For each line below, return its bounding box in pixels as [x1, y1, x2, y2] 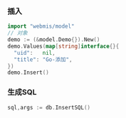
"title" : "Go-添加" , [14, 55, 73, 63]
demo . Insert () [7, 69, 50, 76]
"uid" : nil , [14, 49, 56, 56]
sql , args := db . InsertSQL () [7, 104, 91, 111]
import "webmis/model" [7, 23, 75, 30]
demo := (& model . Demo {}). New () [7, 36, 100, 43]
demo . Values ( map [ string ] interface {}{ [7, 43, 120, 50]
